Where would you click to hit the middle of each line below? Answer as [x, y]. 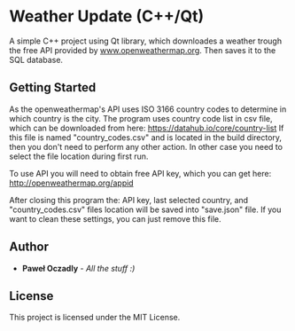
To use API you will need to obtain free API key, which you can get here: [140, 173]
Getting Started [53, 87]
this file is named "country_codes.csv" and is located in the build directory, [145, 137]
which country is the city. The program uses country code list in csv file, [141, 118]
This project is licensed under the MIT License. [95, 318]
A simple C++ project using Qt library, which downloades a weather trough [145, 41]
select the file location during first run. [79, 156]
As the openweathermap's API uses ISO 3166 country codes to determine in [148, 109]
